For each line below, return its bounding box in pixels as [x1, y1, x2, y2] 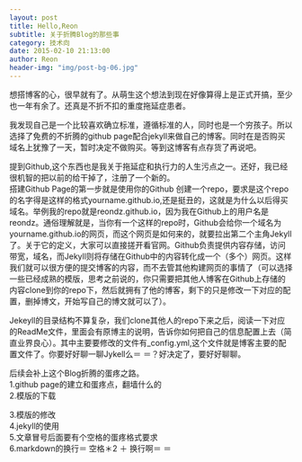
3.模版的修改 [9, 409, 57, 420]
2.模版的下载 [9, 390, 57, 401]
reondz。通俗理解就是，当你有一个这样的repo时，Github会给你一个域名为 [9, 217, 281, 227]
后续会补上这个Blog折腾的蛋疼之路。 [9, 368, 145, 378]
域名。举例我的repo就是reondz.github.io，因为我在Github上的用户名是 [9, 206, 270, 217]
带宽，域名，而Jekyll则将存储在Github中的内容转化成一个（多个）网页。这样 [9, 251, 292, 262]
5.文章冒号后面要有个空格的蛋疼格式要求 [9, 431, 158, 442]
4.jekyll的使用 [9, 420, 60, 431]
